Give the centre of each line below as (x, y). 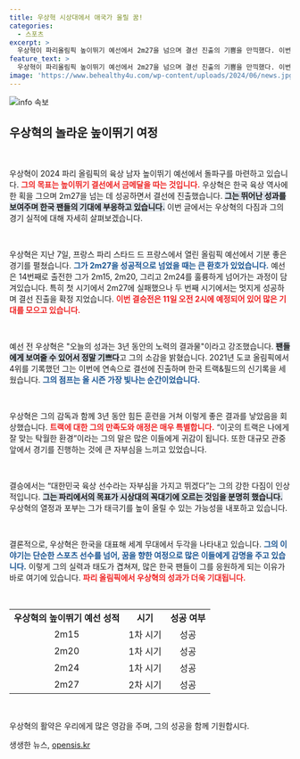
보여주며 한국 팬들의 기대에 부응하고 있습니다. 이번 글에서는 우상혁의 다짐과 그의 (146, 207)
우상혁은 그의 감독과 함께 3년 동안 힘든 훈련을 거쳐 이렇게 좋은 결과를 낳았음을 (144, 416)
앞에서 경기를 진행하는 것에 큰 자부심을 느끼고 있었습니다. (108, 449)
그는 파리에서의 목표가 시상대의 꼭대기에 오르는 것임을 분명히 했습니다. (162, 497)
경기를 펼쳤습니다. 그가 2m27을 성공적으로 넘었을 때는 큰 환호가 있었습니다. (139, 265)
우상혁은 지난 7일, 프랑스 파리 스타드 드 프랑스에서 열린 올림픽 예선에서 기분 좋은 (148, 254)
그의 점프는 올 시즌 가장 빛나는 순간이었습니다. (121, 379)
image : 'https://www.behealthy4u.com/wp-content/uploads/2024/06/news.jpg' (153, 76)
